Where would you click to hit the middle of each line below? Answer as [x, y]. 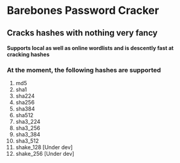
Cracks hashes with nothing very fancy [82, 33]
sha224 [25, 96]
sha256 [25, 103]
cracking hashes [28, 54]
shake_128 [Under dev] [44, 147]
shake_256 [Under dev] [45, 154]
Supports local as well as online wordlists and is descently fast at [90, 48]
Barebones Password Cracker [83, 11]
